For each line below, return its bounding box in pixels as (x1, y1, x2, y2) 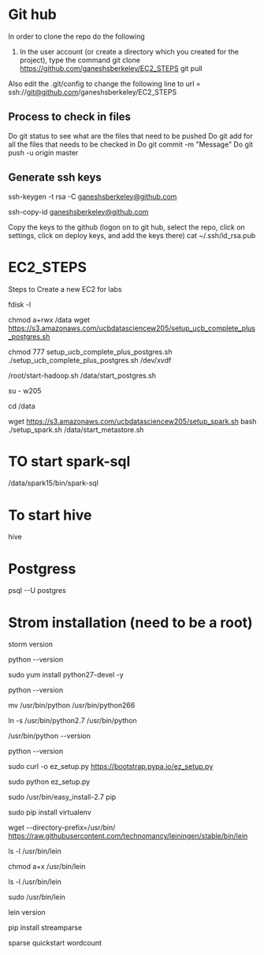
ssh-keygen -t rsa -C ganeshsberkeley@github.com (8, 192, 177, 201)
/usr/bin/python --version (8, 731, 91, 740)
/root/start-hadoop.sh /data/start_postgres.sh (8, 371, 156, 380)
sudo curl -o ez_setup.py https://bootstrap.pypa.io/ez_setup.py (8, 762, 214, 771)
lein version (8, 908, 46, 917)
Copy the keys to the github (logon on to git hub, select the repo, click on (8, 222, 246, 232)
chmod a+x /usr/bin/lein (8, 862, 86, 871)
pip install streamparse (8, 923, 83, 932)
